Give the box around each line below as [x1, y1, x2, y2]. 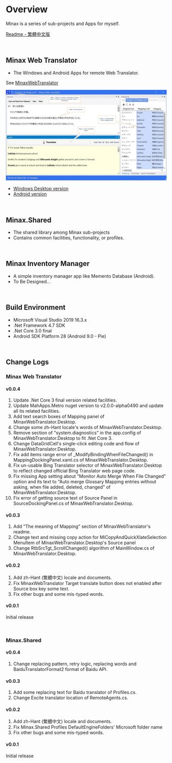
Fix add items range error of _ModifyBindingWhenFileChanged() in [13, 452, 154, 458]
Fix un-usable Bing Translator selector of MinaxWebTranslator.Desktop [13, 462, 162, 468]
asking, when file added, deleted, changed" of [13, 484, 111, 490]
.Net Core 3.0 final [13, 327, 52, 333]
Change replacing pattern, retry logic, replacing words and [13, 661, 137, 667]
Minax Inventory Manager [6, 259, 90, 268]
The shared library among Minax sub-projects [13, 229, 110, 236]
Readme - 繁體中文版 [6, 31, 51, 37]
